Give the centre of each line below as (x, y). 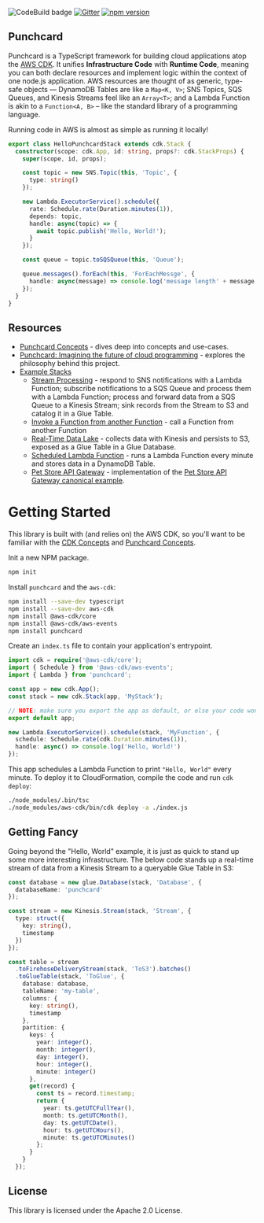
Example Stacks (46, 372)
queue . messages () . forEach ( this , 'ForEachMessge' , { (108, 274)
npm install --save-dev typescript (66, 602)
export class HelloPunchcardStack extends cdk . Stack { (100, 144)
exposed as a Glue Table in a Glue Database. (104, 447)
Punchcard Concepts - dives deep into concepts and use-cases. (124, 347)
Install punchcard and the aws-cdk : (62, 587)
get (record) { (52, 1086)
